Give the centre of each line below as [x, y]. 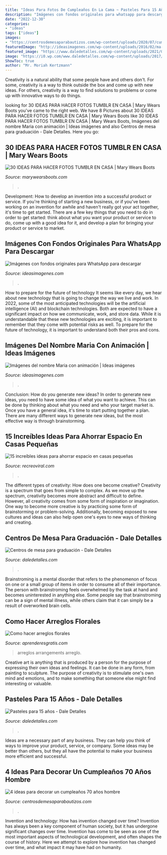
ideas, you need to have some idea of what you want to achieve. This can [80, 399]
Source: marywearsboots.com [36, 177]
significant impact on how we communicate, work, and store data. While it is [83, 314]
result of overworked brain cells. [38, 606]
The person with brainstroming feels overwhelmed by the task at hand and [82, 590]
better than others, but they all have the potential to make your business [79, 751]
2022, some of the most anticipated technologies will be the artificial [75, 303]
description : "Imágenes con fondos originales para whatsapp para [75, 14]
